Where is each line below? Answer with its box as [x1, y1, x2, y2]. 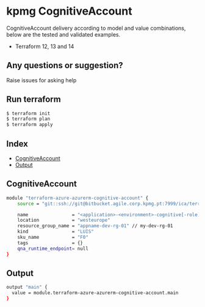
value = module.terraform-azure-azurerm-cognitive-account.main [12, 290, 179, 296]
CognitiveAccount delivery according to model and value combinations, [6, 24, 186, 32]
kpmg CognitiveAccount [6, 4, 132, 18]
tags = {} [17, 239, 84, 246]
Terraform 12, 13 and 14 [15, 43, 74, 50]
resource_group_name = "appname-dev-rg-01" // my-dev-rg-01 [17, 223, 173, 229]
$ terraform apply [6, 122, 53, 128]
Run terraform [6, 94, 61, 105]
